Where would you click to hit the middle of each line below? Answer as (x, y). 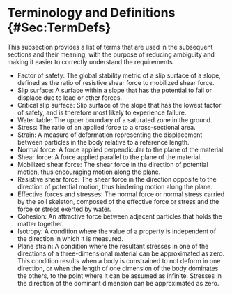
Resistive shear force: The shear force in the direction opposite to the (117, 179)
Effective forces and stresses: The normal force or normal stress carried (121, 194)
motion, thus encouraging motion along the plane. (89, 172)
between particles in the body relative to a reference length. (103, 142)
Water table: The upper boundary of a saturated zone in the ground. (115, 119)
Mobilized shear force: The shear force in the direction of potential (113, 164)
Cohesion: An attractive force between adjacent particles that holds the (120, 216)
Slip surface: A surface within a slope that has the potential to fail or (115, 90)
